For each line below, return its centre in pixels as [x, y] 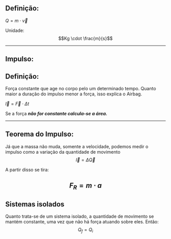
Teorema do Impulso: [39, 134]
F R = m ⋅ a [85, 186]
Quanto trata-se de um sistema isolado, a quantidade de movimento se [80, 216]
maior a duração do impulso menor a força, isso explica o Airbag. [74, 94]
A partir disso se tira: [27, 169]
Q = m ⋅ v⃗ [17, 20]
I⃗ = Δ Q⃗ [85, 160]
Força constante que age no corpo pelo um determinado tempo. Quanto [81, 89]
